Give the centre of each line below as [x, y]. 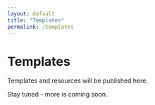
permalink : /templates [41, 27]
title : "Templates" [36, 20]
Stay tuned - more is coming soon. [57, 94]
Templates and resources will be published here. [78, 80]
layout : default [31, 14]
